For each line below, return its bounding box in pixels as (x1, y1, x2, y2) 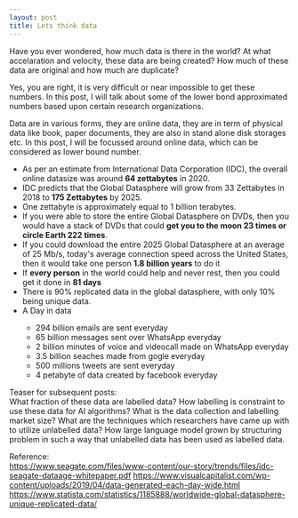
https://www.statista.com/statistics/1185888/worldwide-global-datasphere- (9, 489, 286, 499)
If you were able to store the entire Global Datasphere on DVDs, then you (21, 211, 289, 221)
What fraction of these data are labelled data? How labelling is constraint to (9, 396, 286, 407)
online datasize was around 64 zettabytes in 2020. (21, 172, 211, 183)
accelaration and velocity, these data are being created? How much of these (9, 55, 289, 66)
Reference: (9, 450, 50, 462)
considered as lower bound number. (9, 146, 142, 156)
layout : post (9, 12, 58, 22)
